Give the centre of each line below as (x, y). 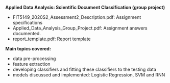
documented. (27, 33)
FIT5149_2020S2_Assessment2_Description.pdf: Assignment (77, 17)
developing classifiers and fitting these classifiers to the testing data (84, 69)
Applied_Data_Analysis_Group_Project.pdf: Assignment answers (80, 28)
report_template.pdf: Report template (52, 39)
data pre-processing (34, 59)
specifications (27, 23)
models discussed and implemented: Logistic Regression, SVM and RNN (89, 75)
